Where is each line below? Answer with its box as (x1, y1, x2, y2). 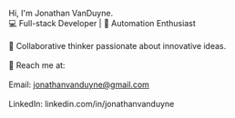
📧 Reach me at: (8, 60, 66, 71)
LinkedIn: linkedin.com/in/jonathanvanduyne (8, 99, 175, 109)
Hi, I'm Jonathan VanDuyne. (8, 8, 114, 18)
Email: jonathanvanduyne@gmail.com (8, 79, 149, 90)
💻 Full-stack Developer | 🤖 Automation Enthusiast (8, 18, 197, 28)
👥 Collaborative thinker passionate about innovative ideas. (8, 41, 227, 51)
